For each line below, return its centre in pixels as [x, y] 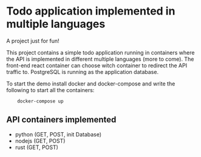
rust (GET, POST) [37, 147]
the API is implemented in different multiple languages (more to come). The [100, 59]
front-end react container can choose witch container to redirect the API [97, 65]
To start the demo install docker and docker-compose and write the [91, 84]
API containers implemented [61, 120]
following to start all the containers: [50, 90]
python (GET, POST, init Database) [58, 134]
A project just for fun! [33, 41]
